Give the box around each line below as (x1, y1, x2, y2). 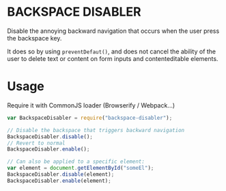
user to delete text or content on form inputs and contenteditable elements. (7, 54, 218, 62)
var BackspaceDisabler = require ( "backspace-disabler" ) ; (7, 114, 173, 121)
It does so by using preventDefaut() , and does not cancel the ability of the (7, 47, 216, 55)
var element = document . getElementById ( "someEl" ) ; (7, 165, 154, 172)
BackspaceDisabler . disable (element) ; (7, 171, 115, 178)
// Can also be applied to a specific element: (7, 158, 145, 165)
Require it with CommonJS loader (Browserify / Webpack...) (7, 101, 175, 110)
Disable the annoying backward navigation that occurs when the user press (7, 27, 220, 35)
